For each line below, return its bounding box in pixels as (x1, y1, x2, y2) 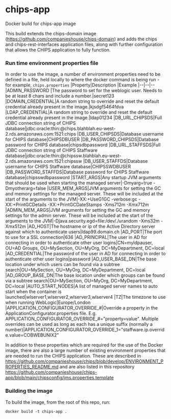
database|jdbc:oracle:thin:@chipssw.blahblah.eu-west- (5, 152, 121, 159)
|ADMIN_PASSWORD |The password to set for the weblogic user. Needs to (5, 87, 162, 94)
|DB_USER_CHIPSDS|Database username (77, 131, 164, 137)
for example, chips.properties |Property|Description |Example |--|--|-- (5, 82, 155, 88)
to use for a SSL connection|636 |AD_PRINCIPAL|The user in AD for (5, 234, 148, 240)
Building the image (5, 387, 53, 394)
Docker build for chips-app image (5, 20, 77, 27)
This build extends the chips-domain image (5, 30, 96, 36)
